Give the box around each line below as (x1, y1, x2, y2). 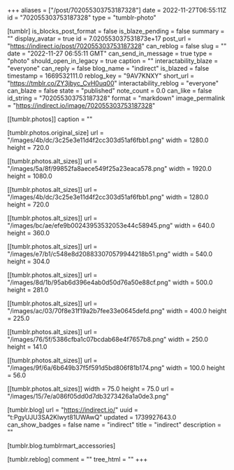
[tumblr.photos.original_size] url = (7, 129, 104, 137)
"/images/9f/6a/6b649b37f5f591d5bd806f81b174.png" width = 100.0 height (7, 364, 225, 372)
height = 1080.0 (7, 172, 52, 180)
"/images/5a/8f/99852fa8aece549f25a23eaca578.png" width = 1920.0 (7, 165, 212, 172)
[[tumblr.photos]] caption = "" (7, 115, 93, 123)
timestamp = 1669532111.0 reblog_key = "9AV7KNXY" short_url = (7, 71, 195, 80)
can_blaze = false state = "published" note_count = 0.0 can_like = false (7, 87, 212, 95)
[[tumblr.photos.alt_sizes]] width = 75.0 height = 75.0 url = (7, 385, 175, 393)
